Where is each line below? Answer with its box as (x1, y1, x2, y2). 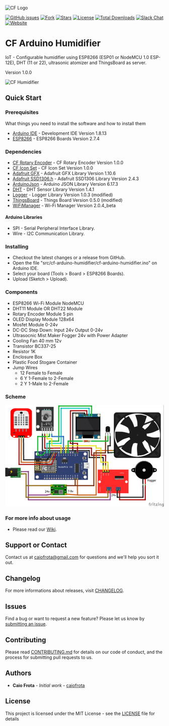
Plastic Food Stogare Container (12, 359, 77, 365)
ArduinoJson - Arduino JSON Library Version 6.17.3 (12, 181, 118, 187)
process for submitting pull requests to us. (5, 654, 93, 660)
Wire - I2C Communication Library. (12, 231, 85, 237)
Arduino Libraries (5, 214, 43, 220)
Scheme (5, 393, 26, 400)
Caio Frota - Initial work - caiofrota (12, 682, 85, 688)
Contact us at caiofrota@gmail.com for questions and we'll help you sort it (5, 554, 159, 560)
